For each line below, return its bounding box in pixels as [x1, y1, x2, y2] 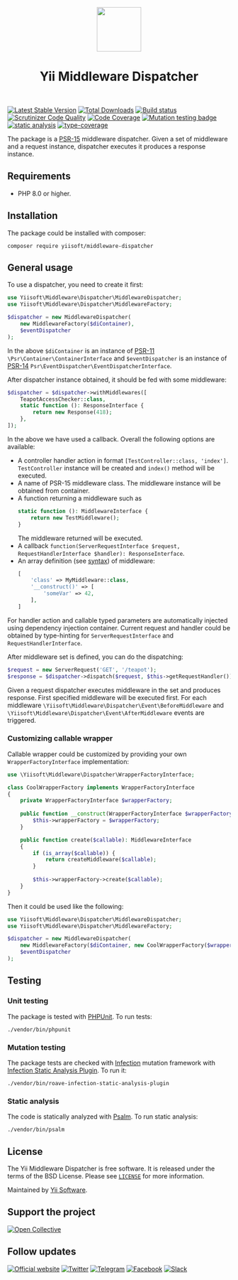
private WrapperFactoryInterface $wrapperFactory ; [20, 797, 173, 805]
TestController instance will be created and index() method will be [17, 463, 215, 472]
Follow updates [7, 1246, 76, 1258]
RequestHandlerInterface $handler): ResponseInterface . [17, 549, 186, 557]
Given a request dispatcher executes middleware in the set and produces [7, 686, 221, 694]
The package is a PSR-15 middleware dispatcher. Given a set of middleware [7, 134, 228, 143]
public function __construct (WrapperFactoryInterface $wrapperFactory [20, 810, 233, 817]
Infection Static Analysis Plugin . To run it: [7, 1066, 127, 1075]
